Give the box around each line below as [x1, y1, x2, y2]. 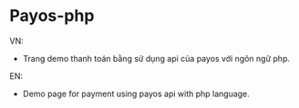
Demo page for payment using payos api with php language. [22, 88, 251, 99]
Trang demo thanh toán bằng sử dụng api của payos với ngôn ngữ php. [22, 53, 290, 64]
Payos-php [9, 5, 95, 26]
